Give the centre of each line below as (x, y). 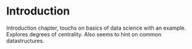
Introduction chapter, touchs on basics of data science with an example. (96, 28)
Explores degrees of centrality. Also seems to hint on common (84, 34)
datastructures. (25, 41)
